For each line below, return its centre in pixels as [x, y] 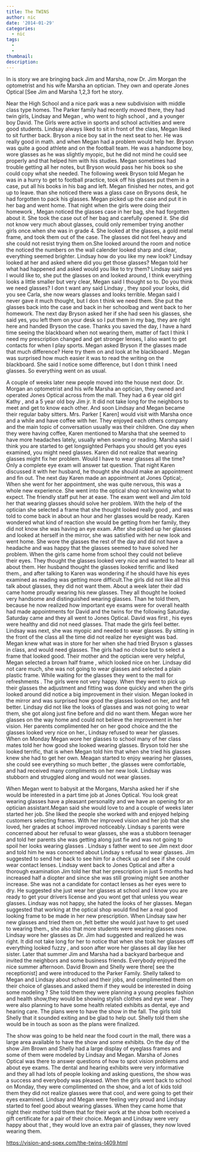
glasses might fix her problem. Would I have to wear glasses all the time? [96, 458]
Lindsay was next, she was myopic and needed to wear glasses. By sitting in [100, 630]
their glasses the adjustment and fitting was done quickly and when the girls [100, 688]
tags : [13, 40]
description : [22, 62]
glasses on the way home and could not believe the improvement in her [94, 719]
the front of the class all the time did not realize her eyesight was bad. [92, 637]
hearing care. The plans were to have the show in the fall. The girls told [93, 1011]
